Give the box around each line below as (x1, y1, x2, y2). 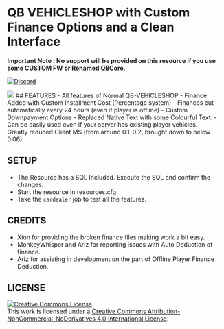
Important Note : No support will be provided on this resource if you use (7, 56, 216, 64)
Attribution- (147, 307, 181, 316)
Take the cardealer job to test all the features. (16, 195, 147, 203)
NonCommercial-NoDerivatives (7, 315, 96, 323)
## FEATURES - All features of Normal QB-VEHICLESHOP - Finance (15, 91, 208, 99)
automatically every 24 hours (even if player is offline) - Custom (7, 106, 188, 114)
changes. (16, 180, 44, 188)
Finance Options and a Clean (7, 19, 175, 35)
